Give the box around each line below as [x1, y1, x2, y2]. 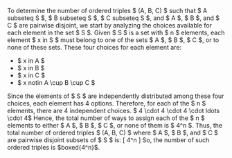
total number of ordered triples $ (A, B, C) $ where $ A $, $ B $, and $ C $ [7, 128, 218, 137]
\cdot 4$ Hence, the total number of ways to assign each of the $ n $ [7, 114, 206, 122]
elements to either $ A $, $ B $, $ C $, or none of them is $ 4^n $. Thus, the [7, 121, 223, 129]
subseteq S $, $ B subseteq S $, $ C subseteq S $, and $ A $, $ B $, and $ [7, 14, 220, 22]
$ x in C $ [17, 71, 46, 79]
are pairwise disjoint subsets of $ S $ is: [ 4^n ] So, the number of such [7, 136, 210, 144]
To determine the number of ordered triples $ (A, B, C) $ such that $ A [7, 7, 208, 14]
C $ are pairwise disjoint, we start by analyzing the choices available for [7, 21, 213, 29]
